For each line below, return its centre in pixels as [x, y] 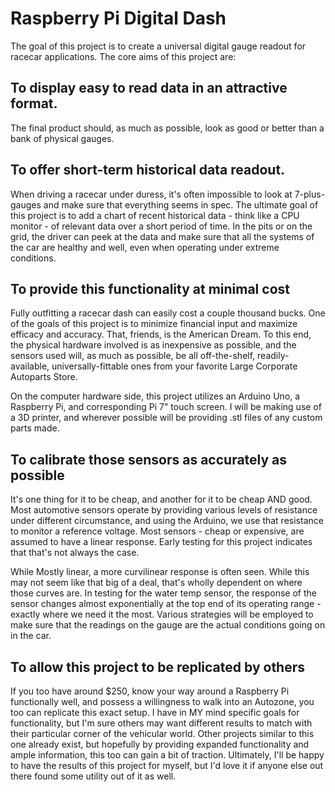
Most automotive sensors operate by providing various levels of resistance [164, 510]
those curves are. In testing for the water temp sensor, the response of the [163, 593]
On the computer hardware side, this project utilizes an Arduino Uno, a [155, 396]
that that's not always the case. [75, 553]
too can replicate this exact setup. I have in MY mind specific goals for [155, 712]
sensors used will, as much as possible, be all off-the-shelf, [133, 356]
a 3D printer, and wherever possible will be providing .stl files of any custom [166, 418]
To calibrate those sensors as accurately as [149, 459]
